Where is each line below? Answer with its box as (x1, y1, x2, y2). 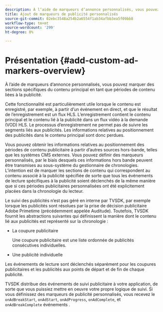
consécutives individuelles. (12, 242, 66, 248)
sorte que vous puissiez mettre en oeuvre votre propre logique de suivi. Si (5, 286, 153, 292)
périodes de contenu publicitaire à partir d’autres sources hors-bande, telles (5, 147, 158, 152)
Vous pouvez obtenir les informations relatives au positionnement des (5, 142, 145, 147)
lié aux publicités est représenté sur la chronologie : (5, 218, 108, 224)
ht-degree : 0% (5, 30, 34, 35)
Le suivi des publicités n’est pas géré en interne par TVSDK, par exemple (5, 198, 151, 203)
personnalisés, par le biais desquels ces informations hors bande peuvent (5, 157, 153, 163)
